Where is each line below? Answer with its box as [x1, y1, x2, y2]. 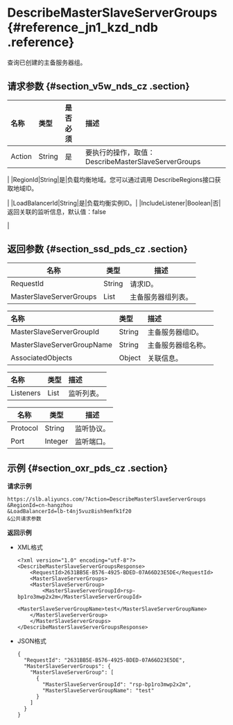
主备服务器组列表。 [129, 292, 193, 301]
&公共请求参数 [7, 515, 42, 522]
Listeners [10, 387, 42, 397]
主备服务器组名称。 [147, 340, 210, 350]
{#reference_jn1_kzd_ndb [7, 19, 158, 35]
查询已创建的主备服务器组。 [7, 58, 87, 67]
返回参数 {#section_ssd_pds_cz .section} [7, 243, 189, 255]
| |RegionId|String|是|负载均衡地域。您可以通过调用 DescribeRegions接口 [7, 175, 215, 183]
